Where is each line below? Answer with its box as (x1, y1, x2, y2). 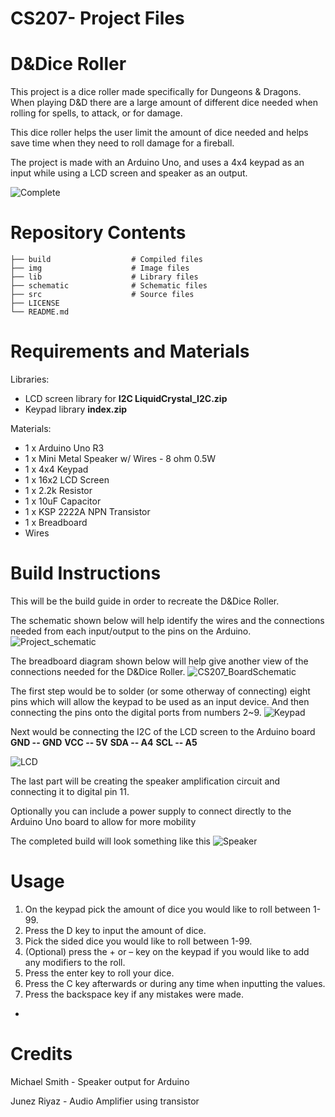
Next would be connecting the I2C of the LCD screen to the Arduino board (10, 725, 316, 737)
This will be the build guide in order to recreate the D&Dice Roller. (10, 595, 280, 607)
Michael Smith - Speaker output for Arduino (10, 1075, 190, 1087)
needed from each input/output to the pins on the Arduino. (10, 625, 252, 637)
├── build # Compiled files (10, 255, 203, 265)
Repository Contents (10, 222, 187, 244)
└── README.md (10, 307, 70, 317)
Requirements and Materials (10, 340, 250, 363)
